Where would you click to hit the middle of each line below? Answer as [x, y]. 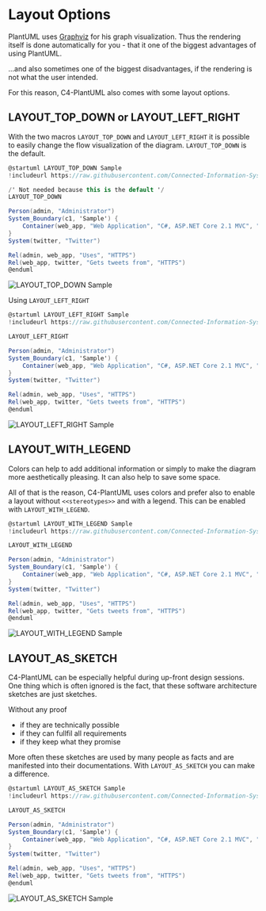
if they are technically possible [70, 725]
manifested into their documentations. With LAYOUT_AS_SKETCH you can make [132, 766]
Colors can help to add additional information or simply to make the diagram [132, 469]
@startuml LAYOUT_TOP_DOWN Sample [65, 168]
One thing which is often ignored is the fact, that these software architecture [133, 686]
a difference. [29, 774]
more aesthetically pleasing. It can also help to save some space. [114, 477]
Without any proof [38, 710]
